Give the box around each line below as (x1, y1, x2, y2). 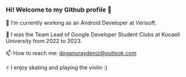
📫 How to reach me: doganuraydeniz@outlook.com (6, 50, 137, 57)
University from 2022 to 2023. (6, 38, 82, 45)
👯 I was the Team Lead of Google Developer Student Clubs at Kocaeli (6, 31, 180, 38)
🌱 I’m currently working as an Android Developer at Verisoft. (6, 19, 157, 27)
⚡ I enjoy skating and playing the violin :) (6, 64, 108, 72)
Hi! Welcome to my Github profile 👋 (6, 5, 112, 14)
